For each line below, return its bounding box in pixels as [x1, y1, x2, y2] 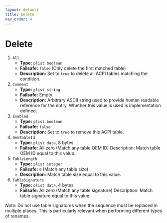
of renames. [5, 213, 30, 219]
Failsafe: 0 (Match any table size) [19, 166, 89, 172]
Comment [12, 82, 28, 87]
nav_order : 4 [5, 16, 32, 21]
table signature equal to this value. [19, 193, 91, 199]
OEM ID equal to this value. [19, 150, 76, 156]
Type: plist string [19, 86, 61, 92]
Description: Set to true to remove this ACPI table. [19, 129, 124, 135]
